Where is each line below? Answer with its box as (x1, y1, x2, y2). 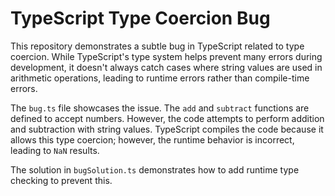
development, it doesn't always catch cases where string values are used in (10, 61, 323, 73)
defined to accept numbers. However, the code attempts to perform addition (10, 112, 325, 124)
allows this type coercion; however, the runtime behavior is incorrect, (10, 133, 295, 146)
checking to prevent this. (10, 174, 113, 186)
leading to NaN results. (10, 144, 100, 156)
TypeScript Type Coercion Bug (10, 7, 271, 30)
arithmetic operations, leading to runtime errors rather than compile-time (10, 72, 310, 84)
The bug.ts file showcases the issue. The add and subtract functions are (10, 102, 310, 114)
